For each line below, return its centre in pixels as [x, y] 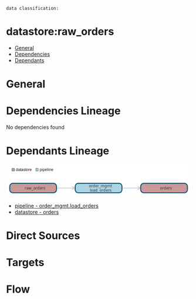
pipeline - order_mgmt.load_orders [56, 206]
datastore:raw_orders [60, 32]
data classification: [33, 8]
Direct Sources [43, 235]
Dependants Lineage [58, 151]
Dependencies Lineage [63, 111]
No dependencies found [35, 127]
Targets [25, 262]
